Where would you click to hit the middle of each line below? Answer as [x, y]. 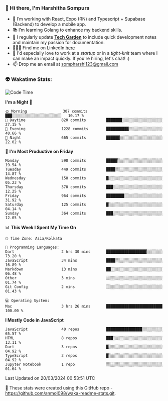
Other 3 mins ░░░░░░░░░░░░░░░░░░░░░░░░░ [84, 278]
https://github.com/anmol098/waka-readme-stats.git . [61, 393]
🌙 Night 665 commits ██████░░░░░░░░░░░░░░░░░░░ [84, 138]
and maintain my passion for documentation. [59, 43]
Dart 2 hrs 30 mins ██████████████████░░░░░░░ [84, 252]
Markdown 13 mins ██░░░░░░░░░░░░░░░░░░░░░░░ [84, 269]
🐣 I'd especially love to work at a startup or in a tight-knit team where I [85, 53]
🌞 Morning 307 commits [46, 111]
